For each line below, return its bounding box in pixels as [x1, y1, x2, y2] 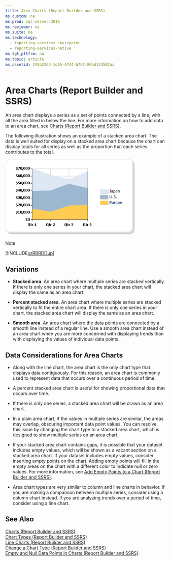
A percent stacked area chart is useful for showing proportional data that [12, 385, 165, 391]
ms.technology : [5, 35, 38, 40]
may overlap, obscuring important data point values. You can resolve [12, 420, 157, 427]
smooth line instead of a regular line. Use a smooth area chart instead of [12, 325, 164, 331]
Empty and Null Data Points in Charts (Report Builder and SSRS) [5, 550, 139, 556]
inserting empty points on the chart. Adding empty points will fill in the [12, 458, 160, 464]
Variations [5, 265, 39, 273]
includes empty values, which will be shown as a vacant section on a [12, 447, 157, 453]
